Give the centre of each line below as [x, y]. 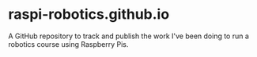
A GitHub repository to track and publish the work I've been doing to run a [128, 36]
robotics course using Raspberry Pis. [68, 44]
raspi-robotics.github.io [89, 14]
